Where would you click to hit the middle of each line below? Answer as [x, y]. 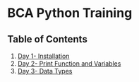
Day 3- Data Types [45, 71]
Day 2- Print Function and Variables [69, 64]
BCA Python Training [70, 13]
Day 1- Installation [43, 56]
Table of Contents [48, 39]
